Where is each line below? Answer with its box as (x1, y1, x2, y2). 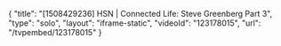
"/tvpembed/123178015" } (8, 27, 102, 37)
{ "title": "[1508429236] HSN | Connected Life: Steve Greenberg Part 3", (8, 9, 273, 19)
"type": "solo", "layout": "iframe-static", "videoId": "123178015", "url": (8, 18, 261, 28)
